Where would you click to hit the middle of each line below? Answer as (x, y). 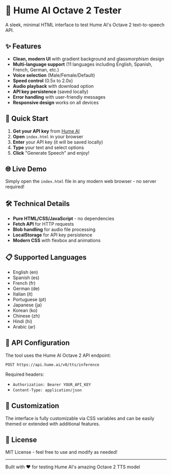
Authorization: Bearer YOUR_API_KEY (52, 385)
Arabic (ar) (24, 327)
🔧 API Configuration (38, 343)
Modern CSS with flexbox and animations (57, 241)
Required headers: (25, 374)
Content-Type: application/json (47, 390)
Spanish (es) (26, 278)
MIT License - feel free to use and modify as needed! (61, 452)
